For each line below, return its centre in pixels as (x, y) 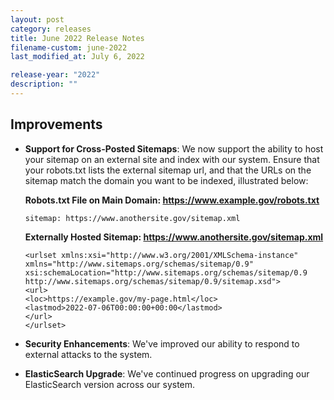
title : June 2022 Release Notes (77, 38)
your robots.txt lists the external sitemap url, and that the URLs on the (168, 170)
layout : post (37, 19)
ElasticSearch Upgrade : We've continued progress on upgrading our (167, 373)
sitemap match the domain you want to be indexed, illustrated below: (166, 180)
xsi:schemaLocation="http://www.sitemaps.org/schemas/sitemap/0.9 (166, 272)
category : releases (51, 29)
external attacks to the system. (88, 354)
